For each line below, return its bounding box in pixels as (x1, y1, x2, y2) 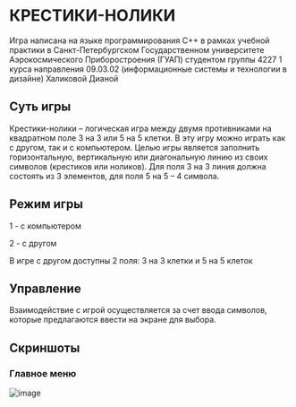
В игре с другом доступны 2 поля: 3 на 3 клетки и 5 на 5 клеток (9, 255, 253, 265)
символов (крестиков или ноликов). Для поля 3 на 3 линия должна (9, 160, 266, 171)
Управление (9, 281, 82, 296)
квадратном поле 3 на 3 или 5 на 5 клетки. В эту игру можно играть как (9, 132, 286, 143)
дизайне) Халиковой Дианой (9, 73, 119, 83)
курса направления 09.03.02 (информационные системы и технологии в (9, 64, 288, 74)
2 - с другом (9, 238, 57, 248)
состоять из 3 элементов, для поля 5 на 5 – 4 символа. (9, 170, 220, 181)
